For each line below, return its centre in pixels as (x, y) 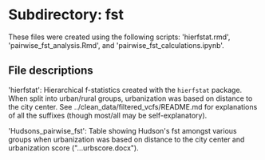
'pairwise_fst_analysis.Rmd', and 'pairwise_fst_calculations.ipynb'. (117, 45)
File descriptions (51, 71)
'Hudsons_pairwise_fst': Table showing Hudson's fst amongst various (123, 130)
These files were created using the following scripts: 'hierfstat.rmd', (119, 37)
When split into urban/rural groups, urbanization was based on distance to (131, 98)
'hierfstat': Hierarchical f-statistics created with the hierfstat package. (125, 90)
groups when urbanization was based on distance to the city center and (127, 139)
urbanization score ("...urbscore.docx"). (73, 148)
